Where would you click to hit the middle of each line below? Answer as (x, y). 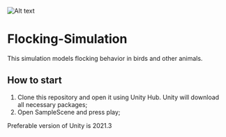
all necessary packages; (52, 104)
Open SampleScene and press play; (69, 112)
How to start (35, 80)
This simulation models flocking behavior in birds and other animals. (105, 58)
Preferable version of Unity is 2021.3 (60, 125)
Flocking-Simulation (67, 39)
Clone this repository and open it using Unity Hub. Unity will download (118, 97)
